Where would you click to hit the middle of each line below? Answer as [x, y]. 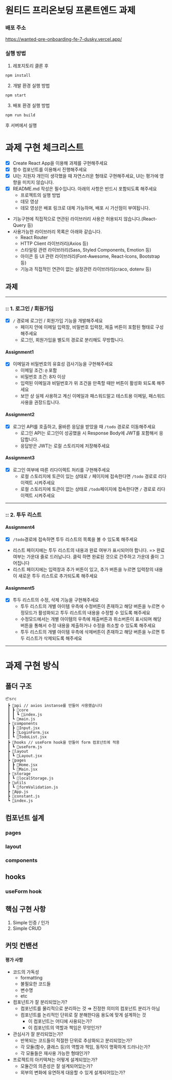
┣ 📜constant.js [24, 796]
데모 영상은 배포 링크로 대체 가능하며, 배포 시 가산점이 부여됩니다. [85, 207]
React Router [34, 237]
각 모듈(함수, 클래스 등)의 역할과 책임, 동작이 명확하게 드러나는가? [85, 1047]
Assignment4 [20, 527]
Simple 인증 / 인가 [31, 922]
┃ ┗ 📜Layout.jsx [25, 756]
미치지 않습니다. [38, 182]
